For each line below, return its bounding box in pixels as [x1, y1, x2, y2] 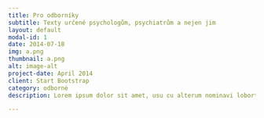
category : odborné [8, 84, 68, 92]
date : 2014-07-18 [8, 41, 65, 48]
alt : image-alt [8, 63, 58, 70]
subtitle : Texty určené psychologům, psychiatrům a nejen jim [8, 19, 216, 27]
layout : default [8, 26, 61, 34]
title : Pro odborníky [8, 11, 79, 20]
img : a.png [8, 48, 44, 55]
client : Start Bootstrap [8, 77, 90, 84]
